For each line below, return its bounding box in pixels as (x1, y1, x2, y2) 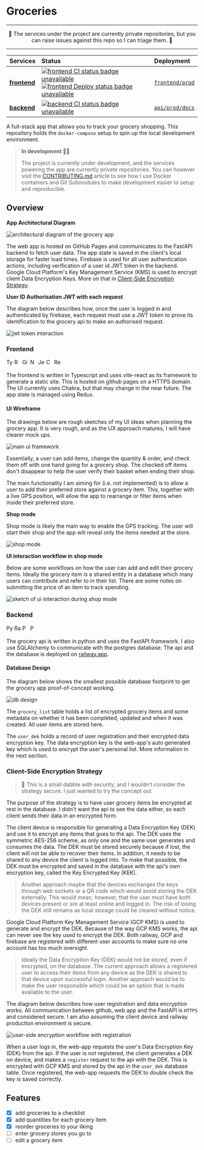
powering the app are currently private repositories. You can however (21, 165, 195, 173)
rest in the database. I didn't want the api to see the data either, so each (6, 806, 186, 813)
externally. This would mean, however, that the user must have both (21, 894, 191, 901)
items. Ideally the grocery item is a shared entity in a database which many (6, 570, 194, 578)
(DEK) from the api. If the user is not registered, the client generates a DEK (6, 1050, 192, 1057)
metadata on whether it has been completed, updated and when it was (6, 714, 183, 721)
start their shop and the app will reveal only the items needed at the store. (6, 529, 191, 536)
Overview (6, 203, 44, 213)
